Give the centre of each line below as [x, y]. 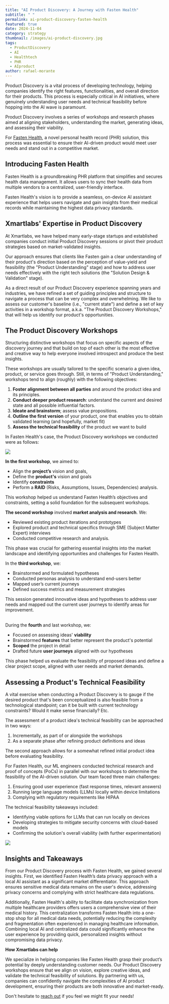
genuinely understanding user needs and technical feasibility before [76, 102]
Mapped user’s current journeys [46, 584]
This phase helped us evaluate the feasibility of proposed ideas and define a [84, 661]
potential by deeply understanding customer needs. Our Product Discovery [83, 965]
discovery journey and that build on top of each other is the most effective [82, 348]
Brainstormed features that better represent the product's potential [82, 640]
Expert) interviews [32, 533]
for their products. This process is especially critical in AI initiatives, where [82, 96]
